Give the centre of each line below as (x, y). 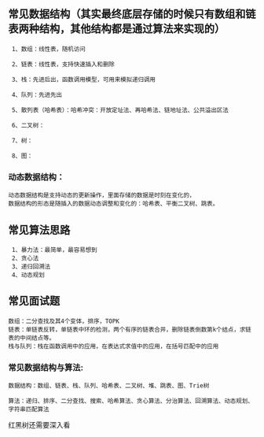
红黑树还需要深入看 (39, 425)
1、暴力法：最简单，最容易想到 (54, 250)
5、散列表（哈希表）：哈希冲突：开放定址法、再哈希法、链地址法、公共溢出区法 (120, 110)
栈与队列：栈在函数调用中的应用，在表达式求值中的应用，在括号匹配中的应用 (114, 346)
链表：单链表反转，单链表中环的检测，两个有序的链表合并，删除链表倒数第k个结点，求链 (130, 329)
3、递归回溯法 (31, 266)
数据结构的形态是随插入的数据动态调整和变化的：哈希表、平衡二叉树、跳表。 (114, 204)
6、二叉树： (28, 125)
